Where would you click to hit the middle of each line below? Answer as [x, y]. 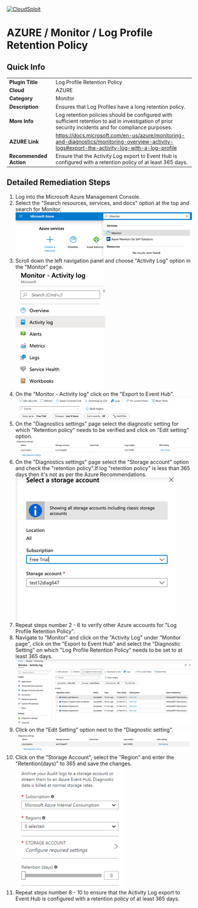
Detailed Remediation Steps [58, 182]
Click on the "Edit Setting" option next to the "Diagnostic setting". [94, 729]
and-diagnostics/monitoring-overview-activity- [115, 142]
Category [21, 98]
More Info [21, 121]
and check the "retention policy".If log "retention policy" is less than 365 [103, 468]
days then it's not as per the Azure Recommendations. [81, 474]
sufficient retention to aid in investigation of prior [114, 121]
